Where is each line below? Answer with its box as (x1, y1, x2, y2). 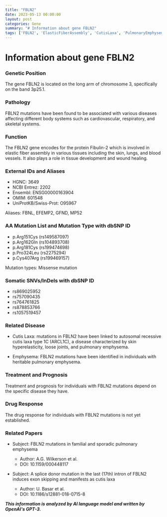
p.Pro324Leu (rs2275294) (12, 250, 66, 256)
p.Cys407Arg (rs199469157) (12, 255, 70, 261)
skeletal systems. (5, 121, 41, 127)
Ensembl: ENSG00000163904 (12, 190, 74, 196)
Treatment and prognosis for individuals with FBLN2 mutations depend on (5, 383, 157, 389)
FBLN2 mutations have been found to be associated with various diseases (5, 110, 157, 116)
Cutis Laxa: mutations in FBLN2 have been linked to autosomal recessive (12, 333, 162, 339)
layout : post (5, 16, 32, 21)
